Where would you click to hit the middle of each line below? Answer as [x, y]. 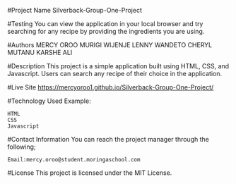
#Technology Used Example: [49, 101]
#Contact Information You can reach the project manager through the [108, 139]
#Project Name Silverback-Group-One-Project [75, 10]
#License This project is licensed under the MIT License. [90, 173]
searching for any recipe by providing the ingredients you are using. [106, 31]
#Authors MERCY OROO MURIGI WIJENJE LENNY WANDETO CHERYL [110, 45]
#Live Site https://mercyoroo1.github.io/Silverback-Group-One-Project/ [111, 87]
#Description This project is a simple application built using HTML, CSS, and [118, 66]
